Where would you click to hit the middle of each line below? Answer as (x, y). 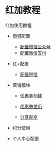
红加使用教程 (18, 25)
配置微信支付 (33, 53)
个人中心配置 (25, 138)
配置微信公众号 (35, 46)
